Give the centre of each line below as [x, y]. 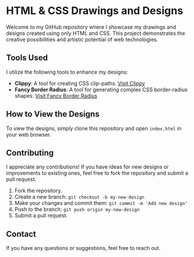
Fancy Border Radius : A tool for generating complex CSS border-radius [101, 90]
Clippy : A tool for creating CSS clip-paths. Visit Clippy [80, 83]
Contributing [30, 153]
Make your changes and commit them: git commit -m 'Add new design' [101, 203]
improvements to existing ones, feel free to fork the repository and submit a [97, 173]
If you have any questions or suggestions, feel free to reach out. [84, 248]
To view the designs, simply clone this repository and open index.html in [94, 128]
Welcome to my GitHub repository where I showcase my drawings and [91, 27]
